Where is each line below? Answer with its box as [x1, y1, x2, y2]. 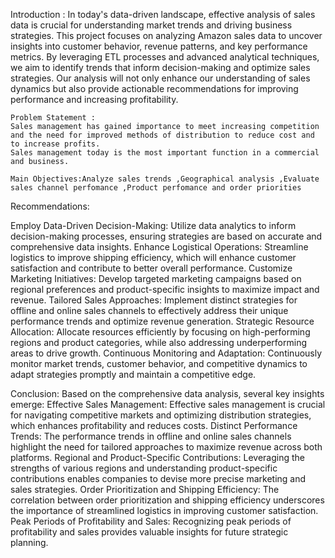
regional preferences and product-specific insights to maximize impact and [10, 284, 320, 295]
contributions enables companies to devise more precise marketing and [10, 473, 307, 484]
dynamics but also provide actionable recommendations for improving [10, 83, 299, 94]
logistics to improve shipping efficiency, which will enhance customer [10, 252, 297, 263]
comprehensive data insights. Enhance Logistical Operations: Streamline [10, 241, 309, 253]
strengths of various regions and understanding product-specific [10, 462, 278, 474]
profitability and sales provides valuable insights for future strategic [10, 526, 289, 538]
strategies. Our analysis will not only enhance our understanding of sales [10, 72, 311, 84]
